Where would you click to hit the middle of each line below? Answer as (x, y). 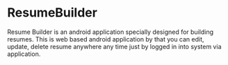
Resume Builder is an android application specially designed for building (111, 32)
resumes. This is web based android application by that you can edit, (106, 39)
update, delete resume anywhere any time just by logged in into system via (114, 46)
